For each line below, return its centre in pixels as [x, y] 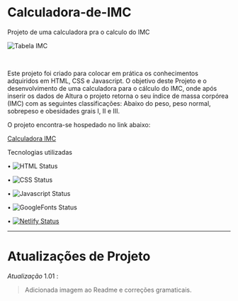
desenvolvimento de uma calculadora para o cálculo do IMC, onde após [112, 88]
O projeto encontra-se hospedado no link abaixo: [79, 124]
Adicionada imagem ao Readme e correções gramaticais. [108, 290]
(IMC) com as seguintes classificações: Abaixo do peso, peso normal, [109, 103]
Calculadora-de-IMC [69, 12]
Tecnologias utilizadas [40, 152]
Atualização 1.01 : [33, 276]
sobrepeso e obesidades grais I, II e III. [64, 111]
